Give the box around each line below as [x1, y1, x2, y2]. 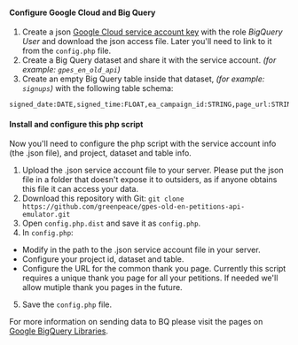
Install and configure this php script [9, 119, 144, 129]
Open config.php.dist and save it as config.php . [21, 218, 201, 229]
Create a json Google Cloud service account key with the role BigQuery [21, 27, 283, 37]
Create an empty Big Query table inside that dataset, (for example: [21, 73, 265, 84]
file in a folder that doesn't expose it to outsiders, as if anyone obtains [21, 174, 278, 185]
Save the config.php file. [21, 299, 113, 310]
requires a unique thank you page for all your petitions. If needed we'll [21, 272, 278, 283]
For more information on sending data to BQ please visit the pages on [9, 317, 263, 327]
